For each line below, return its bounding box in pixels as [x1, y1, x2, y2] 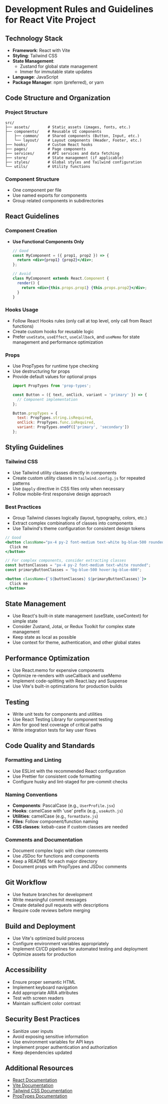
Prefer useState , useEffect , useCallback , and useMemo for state [12, 334, 140, 340]
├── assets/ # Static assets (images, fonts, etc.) [5, 124, 131, 130]
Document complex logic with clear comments [12, 848, 108, 854]
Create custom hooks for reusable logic [12, 328, 94, 334]
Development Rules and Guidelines [5, 4, 154, 15]
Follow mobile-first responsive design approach [12, 491, 111, 497]
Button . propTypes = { [12, 411, 58, 416]
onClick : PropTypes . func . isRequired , [17, 420, 96, 425]
